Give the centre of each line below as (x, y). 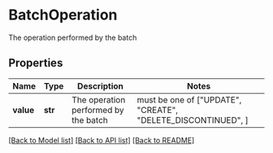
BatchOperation (63, 15)
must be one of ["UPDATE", (189, 99)
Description (100, 85)
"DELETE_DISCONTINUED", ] (193, 120)
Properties (36, 63)
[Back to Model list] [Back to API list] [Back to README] (102, 140)
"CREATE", (158, 110)
